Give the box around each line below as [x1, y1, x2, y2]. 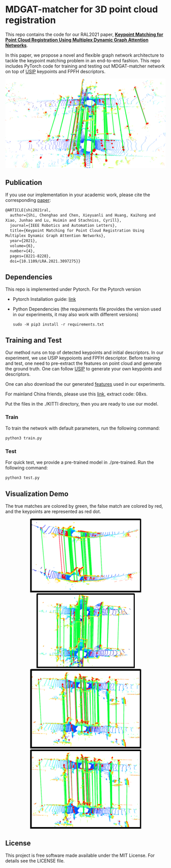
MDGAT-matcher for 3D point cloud [5, 4, 158, 15]
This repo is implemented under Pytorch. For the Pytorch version [5, 286, 141, 292]
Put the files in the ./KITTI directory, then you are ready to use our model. [5, 401, 159, 407]
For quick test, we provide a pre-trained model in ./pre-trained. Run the [5, 459, 154, 465]
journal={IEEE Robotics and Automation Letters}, [10, 223, 117, 228]
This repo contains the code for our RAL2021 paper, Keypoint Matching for [5, 31, 164, 37]
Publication [5, 178, 42, 187]
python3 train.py [5, 436, 42, 441]
